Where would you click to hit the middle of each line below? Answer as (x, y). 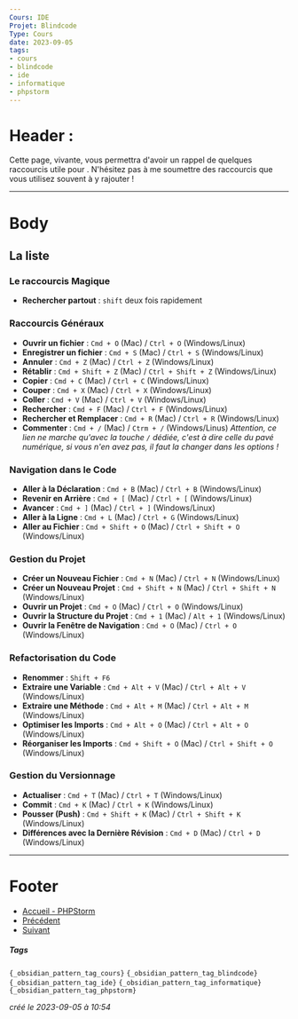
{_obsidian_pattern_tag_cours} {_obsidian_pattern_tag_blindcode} (133, 973)
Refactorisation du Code (63, 658)
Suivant (36, 929)
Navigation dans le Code (63, 470)
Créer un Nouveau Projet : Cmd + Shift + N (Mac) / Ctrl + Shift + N (149, 588)
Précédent (41, 920)
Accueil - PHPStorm (59, 911)
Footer (34, 886)
